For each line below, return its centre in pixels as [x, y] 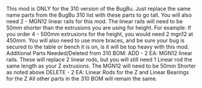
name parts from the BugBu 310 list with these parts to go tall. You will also [99, 15]
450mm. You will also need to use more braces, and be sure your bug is [96, 40]
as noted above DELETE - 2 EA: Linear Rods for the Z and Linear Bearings [98, 72]
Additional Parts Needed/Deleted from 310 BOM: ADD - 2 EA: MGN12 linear [99, 53]
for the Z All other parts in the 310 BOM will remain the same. [82, 78]
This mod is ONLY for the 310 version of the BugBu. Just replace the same [99, 9]
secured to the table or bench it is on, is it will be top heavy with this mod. [98, 47]
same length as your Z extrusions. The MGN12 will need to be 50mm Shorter [101, 66]
